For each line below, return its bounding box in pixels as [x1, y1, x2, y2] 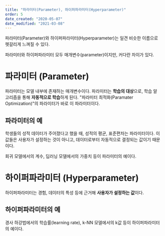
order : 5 [5, 12, 23, 17]
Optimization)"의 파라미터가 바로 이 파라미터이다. [5, 101, 100, 107]
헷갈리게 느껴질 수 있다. [5, 41, 50, 47]
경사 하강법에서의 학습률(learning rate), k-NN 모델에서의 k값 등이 [5, 219, 132, 225]
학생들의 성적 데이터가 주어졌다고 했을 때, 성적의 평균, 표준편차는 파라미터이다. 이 [5, 130, 160, 136]
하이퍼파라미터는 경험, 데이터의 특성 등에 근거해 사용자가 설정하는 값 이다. [5, 190, 144, 196]
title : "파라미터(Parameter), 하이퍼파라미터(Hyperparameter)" [5, 7, 127, 12]
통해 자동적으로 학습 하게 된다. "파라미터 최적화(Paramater [22, 94, 133, 100]
